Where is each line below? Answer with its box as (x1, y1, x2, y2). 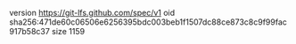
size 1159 (52, 26, 86, 36)
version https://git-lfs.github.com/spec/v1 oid (9, 8, 176, 18)
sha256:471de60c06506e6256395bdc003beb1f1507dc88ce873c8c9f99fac (9, 17, 288, 27)
